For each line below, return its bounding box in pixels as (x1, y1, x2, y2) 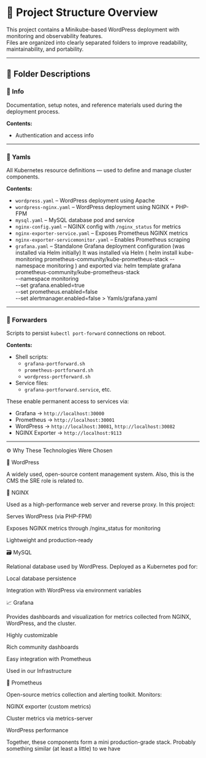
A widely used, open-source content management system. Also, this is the (6, 470, 194, 478)
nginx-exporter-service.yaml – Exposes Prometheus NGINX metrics (15, 229, 188, 237)
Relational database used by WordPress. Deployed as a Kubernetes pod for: (6, 563, 198, 570)
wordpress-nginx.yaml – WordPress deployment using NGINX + (15, 203, 175, 210)
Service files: (15, 380, 49, 387)
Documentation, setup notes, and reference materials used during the (6, 101, 183, 109)
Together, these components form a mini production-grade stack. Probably (6, 738, 196, 746)
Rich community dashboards (6, 643, 79, 651)
